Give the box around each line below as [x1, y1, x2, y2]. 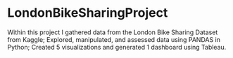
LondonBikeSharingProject [7, 5, 168, 21]
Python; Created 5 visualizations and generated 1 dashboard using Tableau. [7, 43, 227, 51]
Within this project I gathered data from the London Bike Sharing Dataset [7, 28, 218, 36]
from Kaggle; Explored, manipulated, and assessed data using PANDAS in [7, 35, 220, 43]
